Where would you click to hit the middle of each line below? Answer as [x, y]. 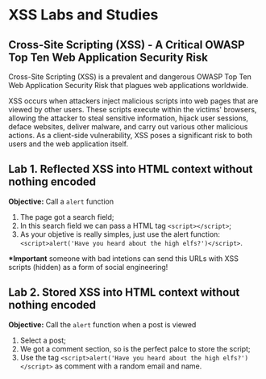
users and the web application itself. [69, 144]
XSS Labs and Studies [83, 15]
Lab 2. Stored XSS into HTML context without [124, 293]
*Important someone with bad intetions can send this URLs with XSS [124, 258]
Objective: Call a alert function [61, 201]
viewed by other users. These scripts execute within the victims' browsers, [133, 109]
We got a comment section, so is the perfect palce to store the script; [135, 348]
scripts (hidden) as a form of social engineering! [88, 267]
